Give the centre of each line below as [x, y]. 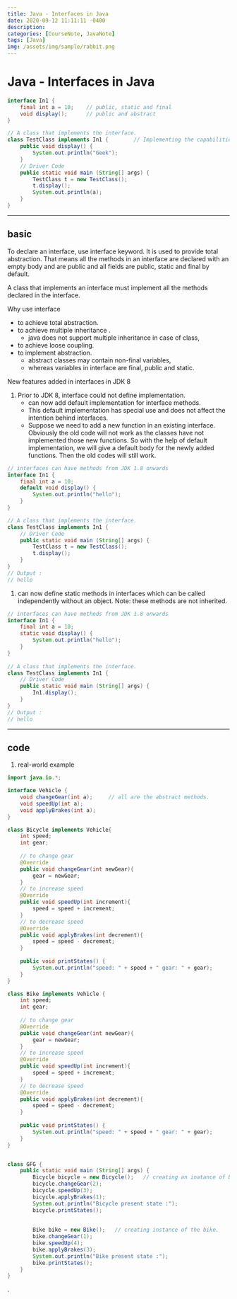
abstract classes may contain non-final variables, [99, 360]
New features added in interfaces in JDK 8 [69, 381]
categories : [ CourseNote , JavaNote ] [61, 34]
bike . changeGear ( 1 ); [63, 1237]
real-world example [46, 765]
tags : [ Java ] [26, 40]
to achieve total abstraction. [58, 322]
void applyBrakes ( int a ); [58, 810]
